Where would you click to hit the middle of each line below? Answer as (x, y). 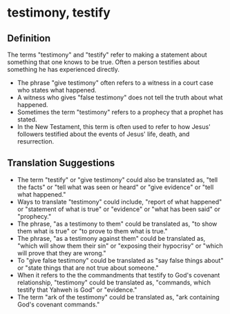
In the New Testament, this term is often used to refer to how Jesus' (114, 127)
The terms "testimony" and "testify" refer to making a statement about (107, 55)
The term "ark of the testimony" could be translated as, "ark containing (118, 297)
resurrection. (36, 141)
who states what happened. (57, 90)
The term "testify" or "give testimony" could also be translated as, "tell (117, 179)
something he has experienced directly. (63, 69)
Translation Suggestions (61, 163)
